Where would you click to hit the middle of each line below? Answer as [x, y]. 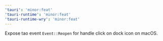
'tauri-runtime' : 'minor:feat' [38, 14]
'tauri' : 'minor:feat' [29, 10]
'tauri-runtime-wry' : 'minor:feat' [42, 19]
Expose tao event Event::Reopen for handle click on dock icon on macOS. [81, 33]
